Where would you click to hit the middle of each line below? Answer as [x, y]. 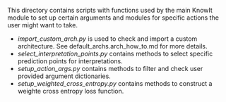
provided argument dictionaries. [64, 76]
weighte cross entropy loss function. [71, 91]
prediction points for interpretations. [70, 61]
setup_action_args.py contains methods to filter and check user [110, 69]
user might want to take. [43, 25]
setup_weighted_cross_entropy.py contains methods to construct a [115, 83]
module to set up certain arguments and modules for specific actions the [113, 18]
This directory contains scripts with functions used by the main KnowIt [110, 10]
